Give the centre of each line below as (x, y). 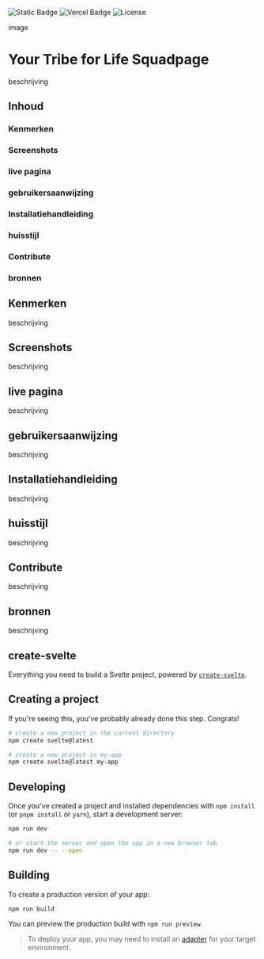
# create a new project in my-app (65, 755)
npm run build (32, 909)
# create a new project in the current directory (92, 733)
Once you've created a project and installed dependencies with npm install (132, 806)
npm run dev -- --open (45, 850)
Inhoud (26, 107)
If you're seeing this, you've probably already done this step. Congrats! (124, 718)
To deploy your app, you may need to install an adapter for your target (141, 939)
